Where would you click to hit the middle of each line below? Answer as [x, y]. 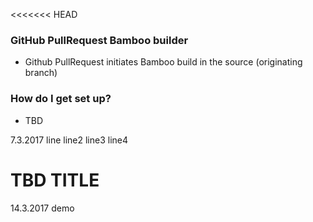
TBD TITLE [55, 180]
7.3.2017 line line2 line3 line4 [69, 140]
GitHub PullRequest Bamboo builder [99, 40]
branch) [41, 73]
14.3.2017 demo [42, 208]
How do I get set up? [61, 99]
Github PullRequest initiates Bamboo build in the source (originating [163, 62]
